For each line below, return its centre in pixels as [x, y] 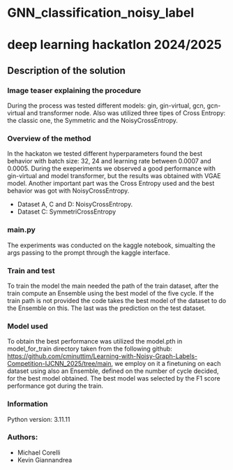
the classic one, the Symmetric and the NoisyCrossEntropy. [92, 121]
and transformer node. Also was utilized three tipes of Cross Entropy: [126, 113]
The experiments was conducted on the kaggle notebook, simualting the [111, 245]
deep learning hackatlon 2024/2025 [114, 45]
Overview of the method [49, 138]
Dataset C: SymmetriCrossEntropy [67, 212]
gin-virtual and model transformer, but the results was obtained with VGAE [114, 176]
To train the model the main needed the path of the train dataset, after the [113, 286]
